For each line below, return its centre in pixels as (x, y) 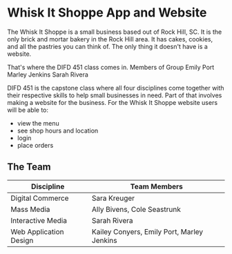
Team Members (156, 186)
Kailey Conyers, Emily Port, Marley (148, 231)
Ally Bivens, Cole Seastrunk (136, 209)
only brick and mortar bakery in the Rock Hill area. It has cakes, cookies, (110, 39)
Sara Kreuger (114, 198)
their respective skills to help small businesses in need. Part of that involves (115, 95)
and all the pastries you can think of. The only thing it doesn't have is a (108, 46)
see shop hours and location (58, 130)
